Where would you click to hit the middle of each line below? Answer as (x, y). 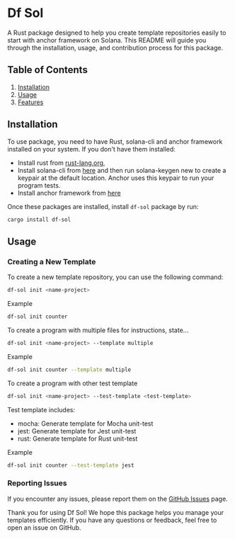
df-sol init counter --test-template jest (71, 465)
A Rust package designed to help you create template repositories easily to (117, 33)
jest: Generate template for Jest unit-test (77, 431)
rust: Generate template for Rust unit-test (78, 438)
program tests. (39, 185)
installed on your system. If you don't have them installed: (91, 149)
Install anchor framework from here (69, 193)
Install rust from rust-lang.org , (61, 163)
